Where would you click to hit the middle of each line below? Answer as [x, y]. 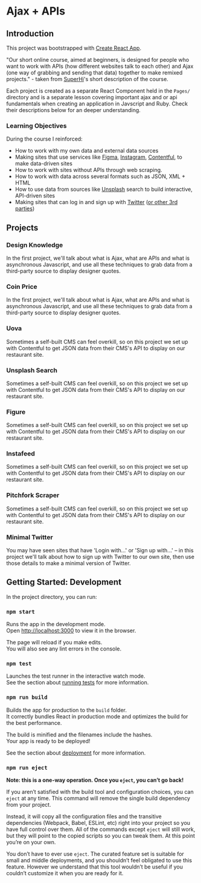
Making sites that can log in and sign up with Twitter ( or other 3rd [96, 202]
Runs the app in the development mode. [56, 624]
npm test [19, 664]
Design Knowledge [35, 245]
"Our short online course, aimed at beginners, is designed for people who [98, 60]
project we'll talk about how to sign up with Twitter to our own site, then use [101, 557]
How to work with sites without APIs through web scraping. [88, 170]
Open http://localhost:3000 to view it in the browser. [71, 630]
